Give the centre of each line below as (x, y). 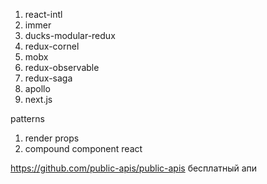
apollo (37, 88)
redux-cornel (52, 46)
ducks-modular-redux (70, 35)
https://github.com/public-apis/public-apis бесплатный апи (134, 168)
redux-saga (48, 78)
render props (52, 138)
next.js (38, 99)
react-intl (43, 14)
